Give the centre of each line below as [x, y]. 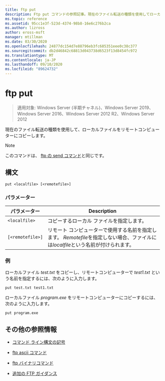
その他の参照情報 [31, 329]
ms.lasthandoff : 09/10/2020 [34, 64]
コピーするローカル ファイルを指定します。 [97, 221]
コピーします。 [33, 135]
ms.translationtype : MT [29, 55]
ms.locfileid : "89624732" [31, 69]
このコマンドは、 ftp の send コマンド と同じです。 [56, 155]
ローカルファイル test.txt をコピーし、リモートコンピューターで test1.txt [78, 272]
